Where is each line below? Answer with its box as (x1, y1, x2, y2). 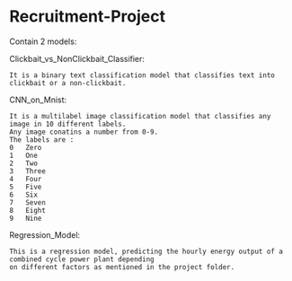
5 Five (9, 182, 42, 191)
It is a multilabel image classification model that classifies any (9, 111, 271, 120)
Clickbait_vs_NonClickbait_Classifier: (9, 53, 146, 64)
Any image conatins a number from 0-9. (9, 127, 159, 136)
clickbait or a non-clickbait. (9, 78, 127, 87)
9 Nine (9, 214, 42, 223)
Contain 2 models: (9, 36, 77, 47)
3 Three (9, 166, 47, 176)
